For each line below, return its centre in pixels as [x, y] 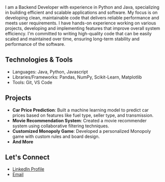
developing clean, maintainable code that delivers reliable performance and [82, 18]
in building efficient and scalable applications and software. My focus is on [81, 12]
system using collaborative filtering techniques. [61, 126]
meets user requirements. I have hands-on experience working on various [81, 23]
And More [23, 142]
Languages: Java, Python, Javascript [50, 72]
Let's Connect [27, 157]
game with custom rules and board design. [56, 136]
